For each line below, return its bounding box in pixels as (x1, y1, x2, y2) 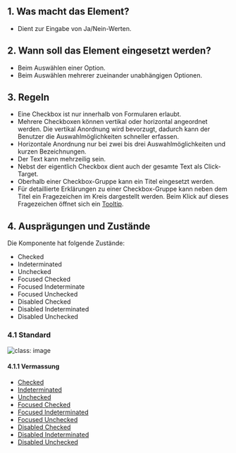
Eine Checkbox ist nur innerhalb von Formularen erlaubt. (17, 110, 182, 118)
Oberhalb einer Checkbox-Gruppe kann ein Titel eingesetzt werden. (17, 178, 215, 186)
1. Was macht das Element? (7, 6, 130, 18)
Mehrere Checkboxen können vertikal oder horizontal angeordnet (17, 118, 208, 126)
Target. (17, 170, 39, 178)
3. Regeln (7, 92, 50, 104)
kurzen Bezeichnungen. (17, 147, 87, 156)
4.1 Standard (7, 330, 51, 340)
